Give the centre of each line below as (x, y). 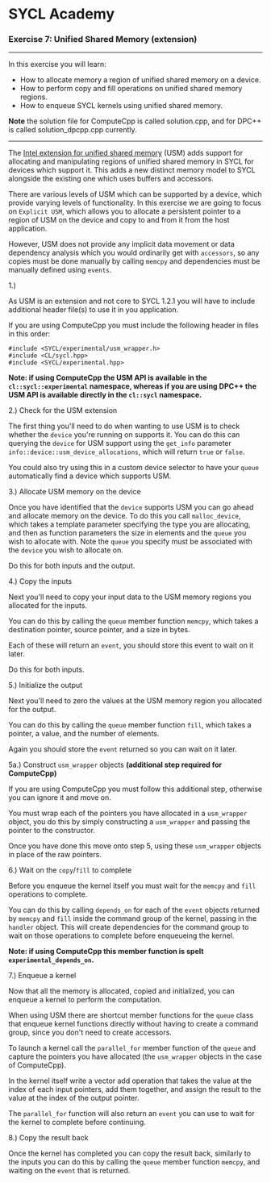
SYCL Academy (62, 14)
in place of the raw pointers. (55, 855)
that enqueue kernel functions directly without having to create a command (133, 1024)
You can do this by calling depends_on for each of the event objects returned (134, 910)
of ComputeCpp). (38, 1065)
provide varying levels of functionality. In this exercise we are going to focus (135, 203)
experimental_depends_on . (51, 960)
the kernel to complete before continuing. (77, 1123)
